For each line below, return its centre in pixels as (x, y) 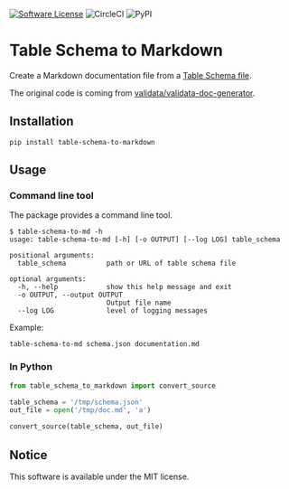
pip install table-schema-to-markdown (82, 142)
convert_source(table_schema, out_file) (87, 427)
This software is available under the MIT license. (99, 477)
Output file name (139, 303)
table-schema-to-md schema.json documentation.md (105, 344)
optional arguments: (48, 279)
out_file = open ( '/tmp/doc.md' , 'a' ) (80, 410)
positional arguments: (52, 256)
